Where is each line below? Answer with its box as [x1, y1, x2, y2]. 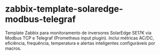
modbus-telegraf [5, 14, 76, 25]
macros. [5, 45, 21, 51]
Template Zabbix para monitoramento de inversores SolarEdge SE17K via [5, 30, 152, 36]
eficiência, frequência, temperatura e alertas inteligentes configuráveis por [5, 40, 155, 46]
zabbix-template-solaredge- [5, 3, 123, 15]
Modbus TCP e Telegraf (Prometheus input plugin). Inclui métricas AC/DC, [5, 35, 155, 41]
